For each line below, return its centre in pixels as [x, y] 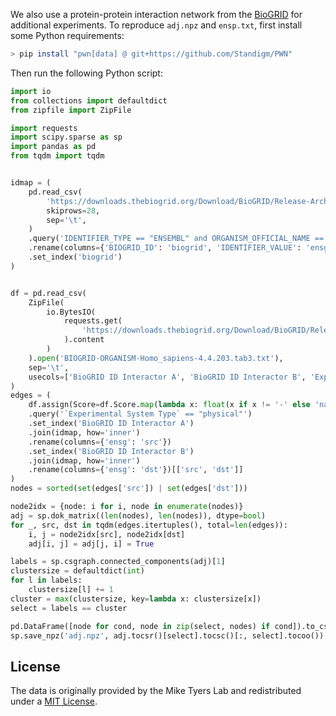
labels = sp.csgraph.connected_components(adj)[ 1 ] [118, 562]
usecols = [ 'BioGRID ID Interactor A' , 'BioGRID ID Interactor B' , [167, 377]
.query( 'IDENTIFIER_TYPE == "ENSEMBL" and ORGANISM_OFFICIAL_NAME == [176, 239]
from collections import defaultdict [89, 100]
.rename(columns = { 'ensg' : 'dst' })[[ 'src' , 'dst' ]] [136, 470]
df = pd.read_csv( [48, 293]
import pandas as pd [53, 147]
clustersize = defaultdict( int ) [77, 571]
